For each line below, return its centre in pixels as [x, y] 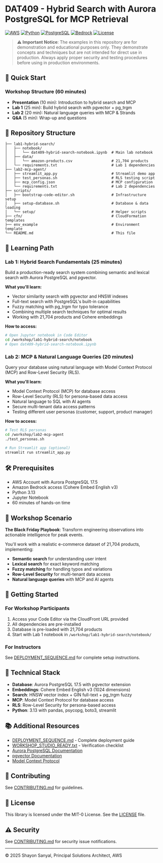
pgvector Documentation [37, 755]
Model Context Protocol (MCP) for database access [64, 391]
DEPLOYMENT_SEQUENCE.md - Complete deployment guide [73, 740]
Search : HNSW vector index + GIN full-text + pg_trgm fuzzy [72, 695]
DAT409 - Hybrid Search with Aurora [81, 9]
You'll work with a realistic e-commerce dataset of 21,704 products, [73, 544]
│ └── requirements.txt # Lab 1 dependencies [80, 165]
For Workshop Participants [37, 608]
